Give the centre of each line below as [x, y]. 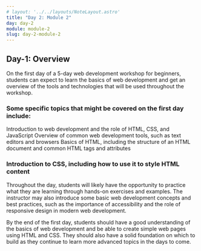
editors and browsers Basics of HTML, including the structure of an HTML [98, 142]
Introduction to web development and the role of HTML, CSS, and [88, 129]
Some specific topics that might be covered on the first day [95, 108]
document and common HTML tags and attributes [69, 148]
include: [19, 116]
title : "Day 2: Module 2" [39, 18]
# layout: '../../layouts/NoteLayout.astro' [63, 12]
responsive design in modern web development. [67, 210]
